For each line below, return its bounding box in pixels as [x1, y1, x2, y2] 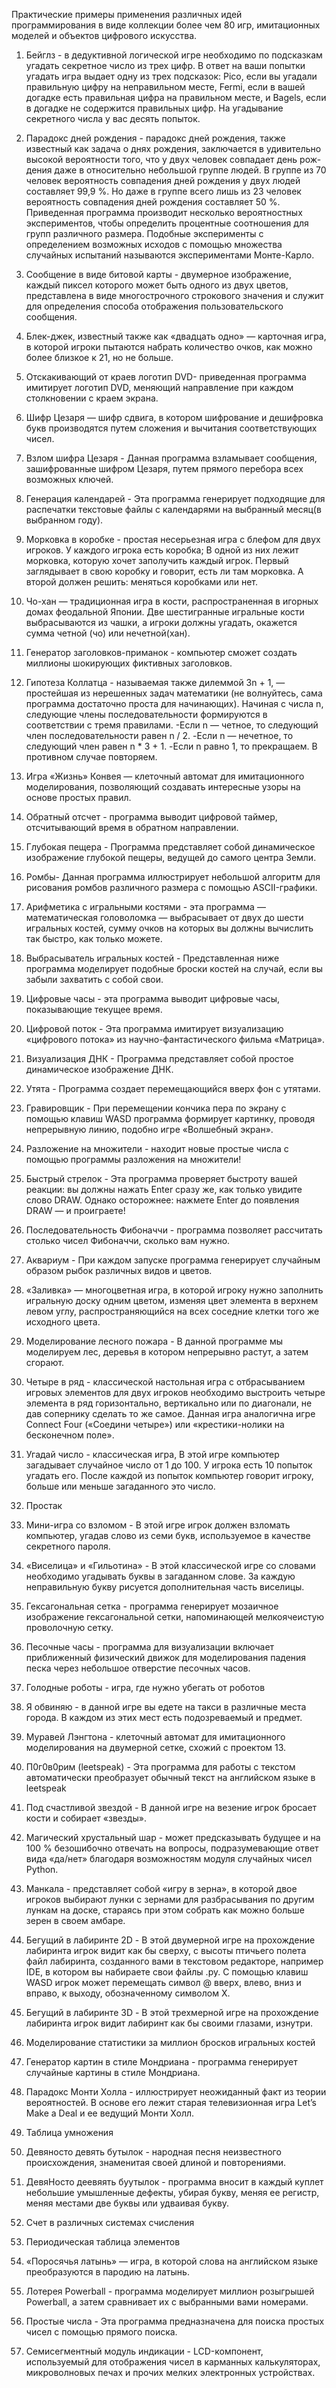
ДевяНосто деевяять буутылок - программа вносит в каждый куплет [25, 2176, 324, 2188]
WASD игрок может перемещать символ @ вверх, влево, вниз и [25, 1977, 302, 1988]
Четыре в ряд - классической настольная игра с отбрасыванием [25, 1376, 306, 1388]
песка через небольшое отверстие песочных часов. [25, 1662, 251, 1674]
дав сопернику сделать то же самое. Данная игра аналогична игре [25, 1408, 316, 1419]
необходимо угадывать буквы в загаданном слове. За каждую [25, 1570, 296, 1582]
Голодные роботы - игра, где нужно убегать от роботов [25, 1682, 266, 1693]
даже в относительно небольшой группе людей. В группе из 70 [54, 164, 327, 176]
